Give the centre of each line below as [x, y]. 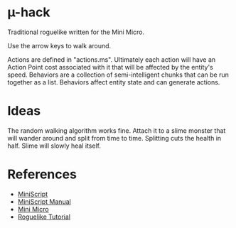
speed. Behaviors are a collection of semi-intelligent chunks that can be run [118, 75]
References [42, 174]
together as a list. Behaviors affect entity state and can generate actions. [114, 82]
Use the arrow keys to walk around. [59, 45]
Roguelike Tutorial [44, 217]
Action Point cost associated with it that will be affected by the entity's [110, 67]
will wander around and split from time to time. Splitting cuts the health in [114, 138]
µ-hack [29, 12]
